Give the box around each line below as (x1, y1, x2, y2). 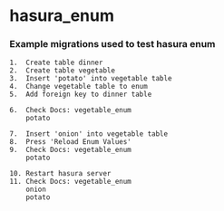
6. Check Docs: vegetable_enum (9, 106, 131, 115)
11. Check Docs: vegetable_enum (9, 177, 131, 187)
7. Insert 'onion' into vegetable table (9, 129, 169, 139)
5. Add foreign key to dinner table (9, 90, 152, 100)
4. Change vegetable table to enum (9, 82, 148, 91)
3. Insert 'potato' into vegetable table (9, 74, 172, 83)
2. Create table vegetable (9, 66, 116, 75)
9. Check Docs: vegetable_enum (9, 146, 131, 155)
